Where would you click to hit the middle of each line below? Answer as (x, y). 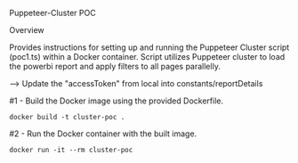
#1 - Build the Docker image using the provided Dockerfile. (117, 101)
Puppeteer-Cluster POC (52, 13)
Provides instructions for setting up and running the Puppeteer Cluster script (149, 47)
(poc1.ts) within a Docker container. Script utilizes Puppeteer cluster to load (147, 57)
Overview (27, 30)
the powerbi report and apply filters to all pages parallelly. (115, 66)
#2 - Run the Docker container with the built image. (103, 134)
